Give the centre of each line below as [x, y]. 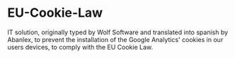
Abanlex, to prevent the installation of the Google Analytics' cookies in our [115, 39]
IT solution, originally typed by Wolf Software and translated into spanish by [118, 32]
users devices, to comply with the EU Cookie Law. [80, 47]
